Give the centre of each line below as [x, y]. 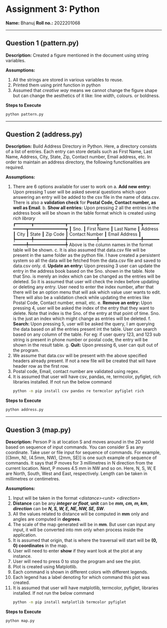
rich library [24, 218]
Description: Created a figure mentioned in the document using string [77, 55]
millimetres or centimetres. [33, 479]
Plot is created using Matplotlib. [45, 567]
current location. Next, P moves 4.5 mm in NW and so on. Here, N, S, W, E [81, 468]
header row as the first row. [41, 366]
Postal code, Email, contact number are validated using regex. [76, 372]
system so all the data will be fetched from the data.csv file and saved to [87, 261]
